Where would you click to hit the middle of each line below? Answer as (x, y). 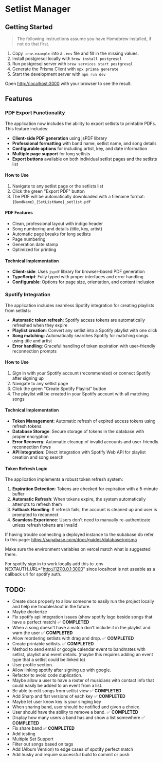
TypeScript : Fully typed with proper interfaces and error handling (78, 277)
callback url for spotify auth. (33, 574)
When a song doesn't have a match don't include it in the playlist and (81, 628)
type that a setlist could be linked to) (49, 659)
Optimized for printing (34, 249)
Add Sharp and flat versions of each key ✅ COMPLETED (69, 696)
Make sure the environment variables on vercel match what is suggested (78, 549)
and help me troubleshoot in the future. (51, 607)
